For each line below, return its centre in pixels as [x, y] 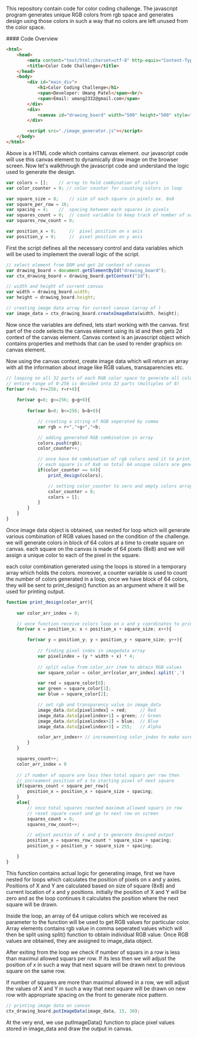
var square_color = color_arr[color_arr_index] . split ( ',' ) [111, 672]
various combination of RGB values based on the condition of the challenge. [98, 536]
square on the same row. [36, 971]
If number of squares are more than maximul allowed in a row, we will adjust [98, 982]
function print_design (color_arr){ [50, 602]
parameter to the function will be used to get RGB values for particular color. [98, 922]
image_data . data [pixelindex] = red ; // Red [97, 710]
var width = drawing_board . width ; [48, 292]
